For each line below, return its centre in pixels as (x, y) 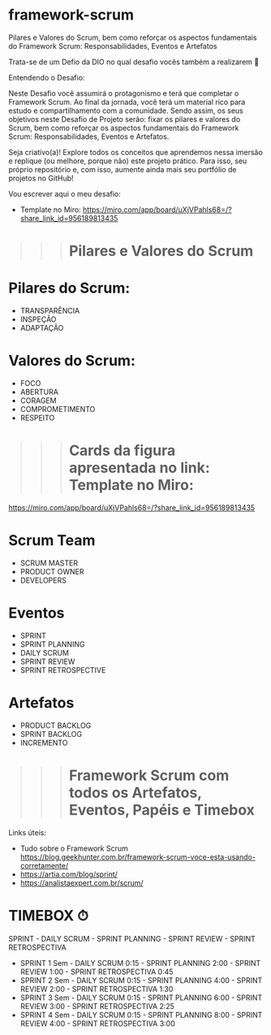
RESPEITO (37, 418)
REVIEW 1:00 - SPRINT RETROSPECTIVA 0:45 (97, 972)
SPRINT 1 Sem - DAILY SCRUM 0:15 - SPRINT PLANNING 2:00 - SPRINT (140, 963)
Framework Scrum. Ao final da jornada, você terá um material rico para (127, 102)
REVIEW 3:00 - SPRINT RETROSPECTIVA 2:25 (97, 1006)
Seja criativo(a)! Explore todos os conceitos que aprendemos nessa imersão (136, 152)
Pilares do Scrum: (69, 288)
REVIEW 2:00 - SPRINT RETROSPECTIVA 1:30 (97, 989)
